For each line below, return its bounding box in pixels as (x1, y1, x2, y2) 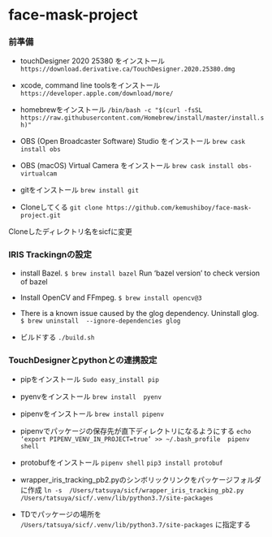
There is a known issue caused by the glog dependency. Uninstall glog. (19, 308, 260, 318)
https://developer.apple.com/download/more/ (19, 89, 174, 98)
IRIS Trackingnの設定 (8, 249, 92, 261)
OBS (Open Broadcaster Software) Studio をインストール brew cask (19, 136, 246, 146)
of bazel (19, 276, 48, 286)
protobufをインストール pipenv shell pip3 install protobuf (19, 457, 223, 468)
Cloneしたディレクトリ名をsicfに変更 (8, 227, 132, 236)
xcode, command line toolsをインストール (19, 80, 161, 90)
